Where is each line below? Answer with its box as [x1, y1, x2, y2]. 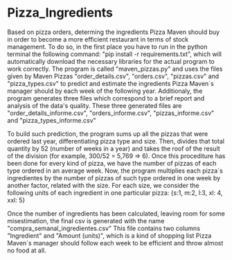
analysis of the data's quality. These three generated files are [7, 101, 182, 110]
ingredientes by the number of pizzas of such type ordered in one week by [7, 173, 221, 182]
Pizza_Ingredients [7, 5, 113, 21]
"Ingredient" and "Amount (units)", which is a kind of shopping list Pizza [7, 231, 212, 240]
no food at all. [7, 246, 46, 254]
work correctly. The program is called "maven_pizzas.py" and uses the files [7, 64, 223, 73]
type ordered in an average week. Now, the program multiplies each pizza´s [7, 166, 223, 175]
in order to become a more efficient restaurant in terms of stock [7, 35, 189, 43]
